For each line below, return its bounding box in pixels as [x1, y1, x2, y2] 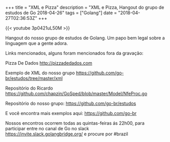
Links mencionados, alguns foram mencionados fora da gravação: [5, 50, 144, 56]
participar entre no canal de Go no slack [5, 126, 89, 131]
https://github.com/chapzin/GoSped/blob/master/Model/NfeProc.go [5, 91, 148, 96]
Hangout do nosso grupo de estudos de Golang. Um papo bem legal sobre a [5, 35, 165, 41]
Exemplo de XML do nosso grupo [5, 70, 75, 76]
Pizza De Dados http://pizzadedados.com [5, 60, 92, 66]
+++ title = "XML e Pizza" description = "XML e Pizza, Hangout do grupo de [5, 5, 164, 10]
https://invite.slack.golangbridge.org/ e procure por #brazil [5, 131, 128, 137]
